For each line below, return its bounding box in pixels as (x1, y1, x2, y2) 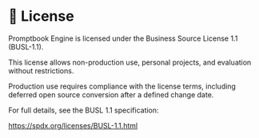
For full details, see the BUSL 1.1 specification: (8, 105, 159, 115)
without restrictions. (8, 65, 74, 75)
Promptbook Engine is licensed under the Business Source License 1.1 (8, 34, 238, 43)
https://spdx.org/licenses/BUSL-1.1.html (8, 120, 138, 130)
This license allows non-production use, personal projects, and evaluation (8, 57, 252, 67)
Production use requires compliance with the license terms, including (8, 81, 236, 91)
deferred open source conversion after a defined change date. (8, 89, 214, 99)
